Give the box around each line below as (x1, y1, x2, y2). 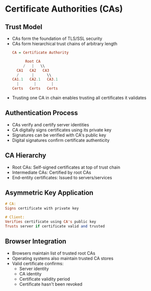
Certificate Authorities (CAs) (5, 3, 123, 15)
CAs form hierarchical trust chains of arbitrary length (12, 41, 118, 47)
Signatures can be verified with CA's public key (12, 132, 106, 138)
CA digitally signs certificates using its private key (12, 127, 112, 133)
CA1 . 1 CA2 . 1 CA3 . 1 (12, 77, 58, 82)
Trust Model (5, 23, 43, 31)
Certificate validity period (19, 276, 70, 282)
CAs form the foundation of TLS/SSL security (12, 35, 103, 41)
